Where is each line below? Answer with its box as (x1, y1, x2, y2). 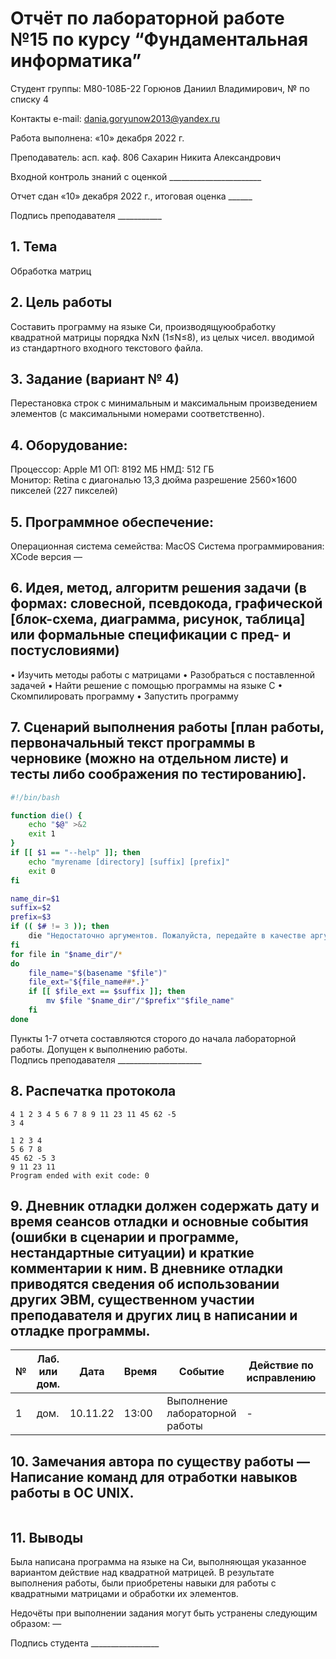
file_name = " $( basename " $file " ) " (28, 968, 168, 978)
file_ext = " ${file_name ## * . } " (28, 977, 150, 987)
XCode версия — (10, 551, 83, 562)
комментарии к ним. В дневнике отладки (10, 1260, 284, 1277)
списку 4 (10, 93, 49, 105)
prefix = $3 (10, 912, 52, 922)
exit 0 (28, 866, 56, 876)
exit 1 (28, 829, 56, 839)
